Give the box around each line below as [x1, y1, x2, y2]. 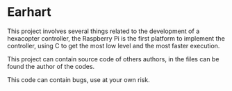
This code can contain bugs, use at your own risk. [7, 75, 151, 83]
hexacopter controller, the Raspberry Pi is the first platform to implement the [7, 34, 226, 42]
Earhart [7, 4, 51, 20]
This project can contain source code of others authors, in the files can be [7, 54, 219, 63]
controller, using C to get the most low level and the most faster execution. [7, 41, 220, 50]
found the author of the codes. [7, 62, 95, 70]
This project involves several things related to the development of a [7, 27, 200, 35]
